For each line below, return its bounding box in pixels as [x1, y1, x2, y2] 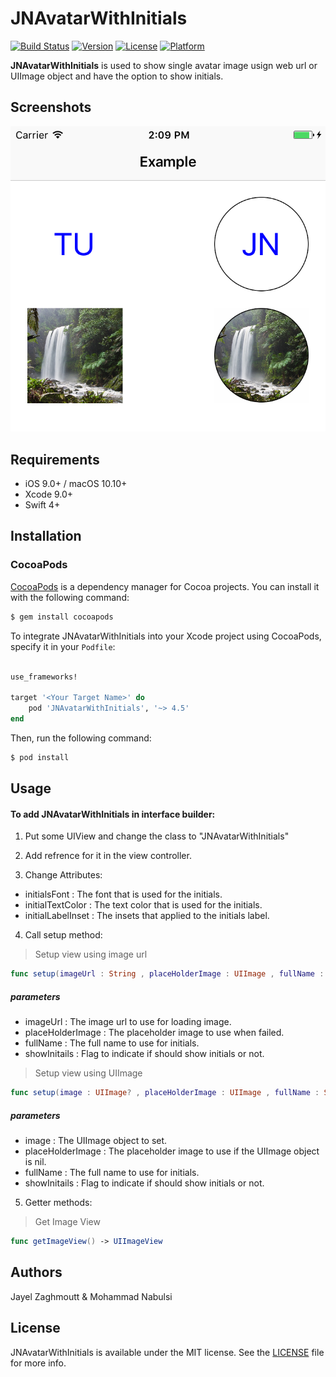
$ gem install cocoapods [10, 612, 114, 622]
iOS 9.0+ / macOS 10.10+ [24, 478, 128, 490]
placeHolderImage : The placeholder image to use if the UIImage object [24, 1145, 320, 1157]
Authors [10, 1264, 63, 1281]
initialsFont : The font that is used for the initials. [24, 888, 223, 901]
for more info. [10, 1357, 67, 1369]
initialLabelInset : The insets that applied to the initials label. [24, 910, 270, 922]
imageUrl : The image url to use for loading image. [24, 1016, 232, 1028]
